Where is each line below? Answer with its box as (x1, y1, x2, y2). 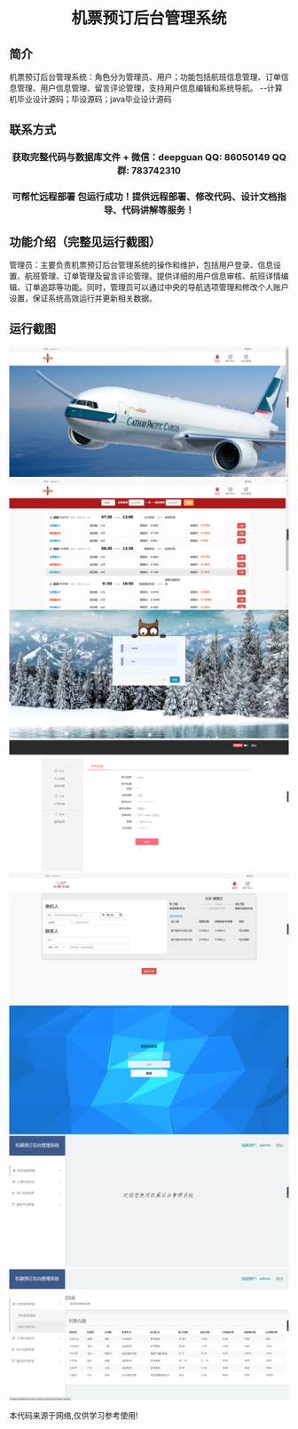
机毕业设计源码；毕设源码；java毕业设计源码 (9, 94, 172, 104)
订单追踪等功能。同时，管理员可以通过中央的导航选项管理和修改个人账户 (24, 282, 289, 293)
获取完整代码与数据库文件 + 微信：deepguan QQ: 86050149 (12, 151, 271, 164)
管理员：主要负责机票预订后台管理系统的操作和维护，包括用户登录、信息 (9, 260, 273, 270)
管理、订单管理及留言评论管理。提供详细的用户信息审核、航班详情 (39, 270, 281, 281)
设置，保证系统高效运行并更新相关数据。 (9, 293, 157, 303)
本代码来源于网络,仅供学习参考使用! (9, 1409, 139, 1420)
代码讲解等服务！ (121, 204, 195, 216)
